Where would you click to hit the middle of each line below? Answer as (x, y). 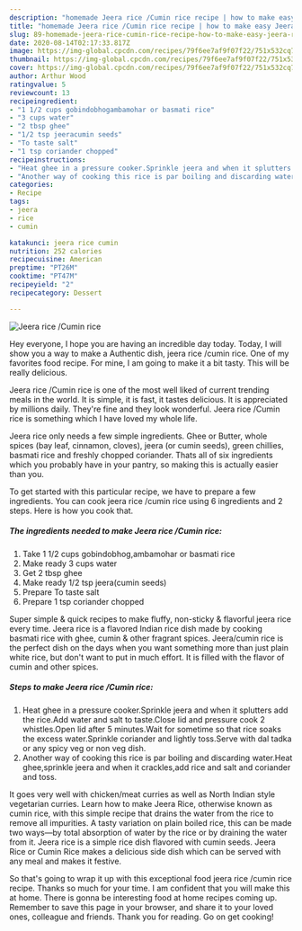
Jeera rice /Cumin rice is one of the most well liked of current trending (139, 390)
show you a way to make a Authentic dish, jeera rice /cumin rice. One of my (149, 353)
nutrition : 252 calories (56, 251)
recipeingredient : (44, 101)
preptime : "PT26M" (44, 268)
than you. (27, 474)
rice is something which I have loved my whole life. (103, 418)
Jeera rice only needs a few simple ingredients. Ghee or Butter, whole (138, 436)
